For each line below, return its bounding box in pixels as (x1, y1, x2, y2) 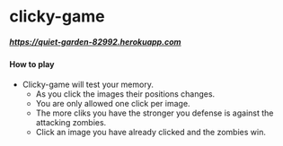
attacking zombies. (35, 116, 107, 127)
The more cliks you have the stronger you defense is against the (35, 107, 274, 118)
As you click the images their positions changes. (35, 88, 216, 99)
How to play (9, 59, 55, 70)
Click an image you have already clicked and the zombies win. (35, 126, 267, 137)
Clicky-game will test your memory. (22, 79, 155, 90)
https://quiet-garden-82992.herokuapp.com (9, 36, 181, 47)
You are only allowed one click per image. (35, 98, 190, 108)
